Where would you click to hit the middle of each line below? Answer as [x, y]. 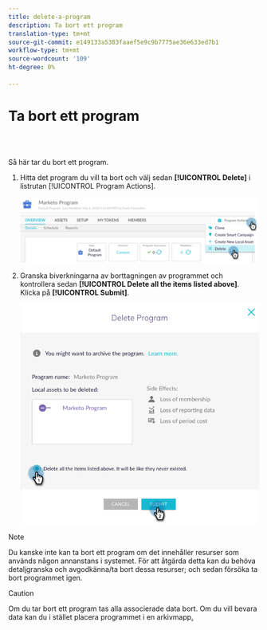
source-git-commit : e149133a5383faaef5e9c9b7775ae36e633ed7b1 [114, 42]
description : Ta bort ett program [66, 25]
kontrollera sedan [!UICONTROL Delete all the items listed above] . [130, 284]
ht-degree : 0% [32, 68]
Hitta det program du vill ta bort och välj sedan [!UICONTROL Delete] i [135, 177]
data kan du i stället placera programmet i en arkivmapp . [101, 617]
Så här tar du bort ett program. [59, 162]
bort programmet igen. [45, 578]
